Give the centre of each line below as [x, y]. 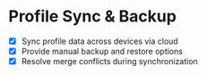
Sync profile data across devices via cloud [99, 41]
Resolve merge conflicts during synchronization [109, 62]
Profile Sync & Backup [92, 17]
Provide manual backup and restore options [102, 51]
